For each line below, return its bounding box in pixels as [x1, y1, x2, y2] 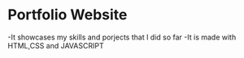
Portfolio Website [7, 6, 128, 24]
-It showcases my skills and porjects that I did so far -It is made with [7, 32, 237, 42]
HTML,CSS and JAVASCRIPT [7, 40, 104, 50]
